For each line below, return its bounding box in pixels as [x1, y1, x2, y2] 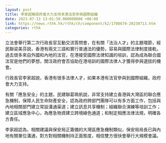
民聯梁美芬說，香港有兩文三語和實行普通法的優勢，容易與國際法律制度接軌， [5, 46, 161, 52]
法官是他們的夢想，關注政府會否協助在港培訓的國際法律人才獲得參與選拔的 [5, 58, 157, 64]
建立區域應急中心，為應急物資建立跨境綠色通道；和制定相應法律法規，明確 [5, 110, 157, 116]
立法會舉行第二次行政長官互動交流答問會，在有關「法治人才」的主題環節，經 [5, 40, 161, 46]
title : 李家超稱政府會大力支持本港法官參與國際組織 [5, 12, 98, 17]
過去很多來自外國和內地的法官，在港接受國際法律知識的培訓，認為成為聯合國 [5, 52, 161, 58]
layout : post [5, 7, 32, 12]
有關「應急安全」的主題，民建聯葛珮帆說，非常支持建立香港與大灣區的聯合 [5, 92, 157, 98]
